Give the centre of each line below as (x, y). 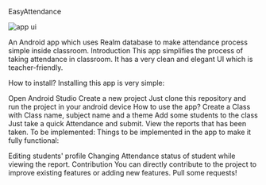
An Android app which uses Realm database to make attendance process (128, 42)
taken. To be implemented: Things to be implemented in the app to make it (130, 132)
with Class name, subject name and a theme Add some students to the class (133, 115)
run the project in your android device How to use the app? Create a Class (129, 107)
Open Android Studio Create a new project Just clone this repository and (127, 98)
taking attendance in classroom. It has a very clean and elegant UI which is (131, 59)
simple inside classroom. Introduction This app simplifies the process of (126, 50)
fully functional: (34, 141)
